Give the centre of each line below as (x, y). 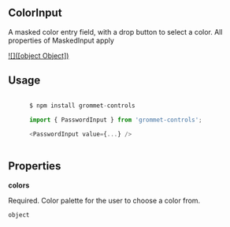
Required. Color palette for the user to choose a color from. (104, 200)
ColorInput (35, 13)
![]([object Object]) (39, 55)
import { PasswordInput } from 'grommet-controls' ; (115, 120)
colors (19, 185)
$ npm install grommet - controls (82, 106)
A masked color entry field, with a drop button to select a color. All (115, 32)
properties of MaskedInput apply (61, 40)
